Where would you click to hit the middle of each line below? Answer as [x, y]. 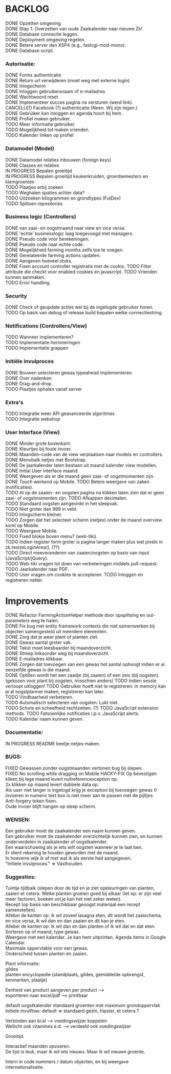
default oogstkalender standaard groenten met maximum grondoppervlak [83, 1006]
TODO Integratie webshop [33, 419]
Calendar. [15, 943]
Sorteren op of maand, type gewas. [43, 932]
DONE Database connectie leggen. [42, 34]
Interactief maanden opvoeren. [38, 1046]
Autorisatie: [20, 64]
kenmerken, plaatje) [26, 980]
